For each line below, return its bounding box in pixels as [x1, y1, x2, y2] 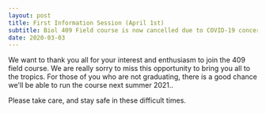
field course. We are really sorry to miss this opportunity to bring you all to [8, 64, 251, 73]
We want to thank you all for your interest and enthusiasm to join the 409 [8, 55, 245, 65]
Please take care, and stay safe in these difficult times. [8, 96, 186, 105]
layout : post [8, 11, 51, 20]
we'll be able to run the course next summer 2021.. [8, 81, 174, 90]
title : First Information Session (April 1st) [8, 19, 165, 27]
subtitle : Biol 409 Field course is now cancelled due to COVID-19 [8, 26, 236, 34]
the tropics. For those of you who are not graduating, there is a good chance [8, 72, 257, 81]
